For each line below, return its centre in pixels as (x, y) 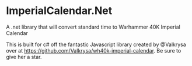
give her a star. (24, 57)
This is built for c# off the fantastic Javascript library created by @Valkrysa (96, 44)
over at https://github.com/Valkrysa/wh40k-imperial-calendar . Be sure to (94, 50)
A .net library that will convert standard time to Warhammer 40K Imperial (93, 27)
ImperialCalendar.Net (59, 11)
